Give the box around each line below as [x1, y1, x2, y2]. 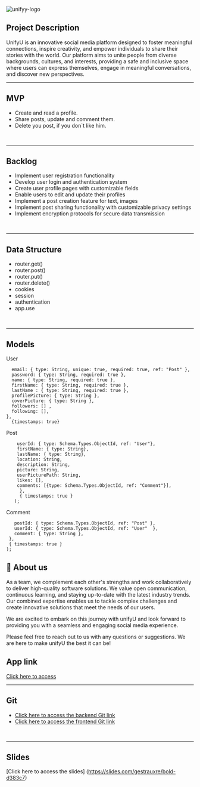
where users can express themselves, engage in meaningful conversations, [6, 64, 192, 71]
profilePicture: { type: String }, [11, 393, 100, 399]
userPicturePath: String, [17, 472, 82, 479]
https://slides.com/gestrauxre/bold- [88, 768, 176, 775]
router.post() [14, 267, 46, 274]
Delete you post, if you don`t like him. [14, 122, 107, 129]
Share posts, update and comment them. [14, 115, 115, 122]
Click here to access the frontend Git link [14, 718, 115, 725]
